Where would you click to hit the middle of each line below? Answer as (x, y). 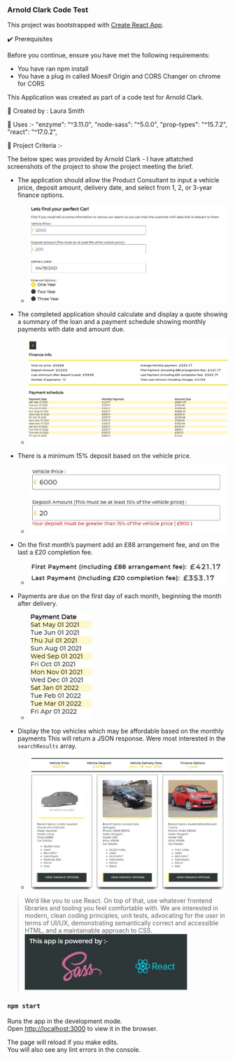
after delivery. (37, 604)
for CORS (31, 84)
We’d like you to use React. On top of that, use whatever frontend (118, 901)
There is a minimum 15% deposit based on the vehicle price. (104, 455)
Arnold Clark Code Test (48, 10)
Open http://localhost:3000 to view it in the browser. (83, 1028)
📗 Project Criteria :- (35, 146)
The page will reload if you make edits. (63, 1042)
